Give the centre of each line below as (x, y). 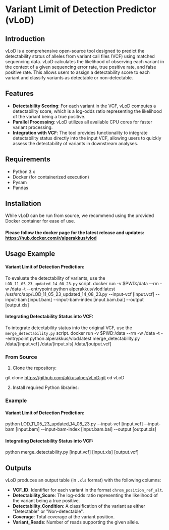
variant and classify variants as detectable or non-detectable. (69, 78)
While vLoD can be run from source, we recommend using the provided (80, 215)
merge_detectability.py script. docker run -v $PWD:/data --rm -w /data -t (82, 333)
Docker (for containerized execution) (51, 177)
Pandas (20, 188)
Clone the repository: (35, 368)
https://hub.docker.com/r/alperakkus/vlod (51, 238)
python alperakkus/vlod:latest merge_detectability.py (85, 338)
